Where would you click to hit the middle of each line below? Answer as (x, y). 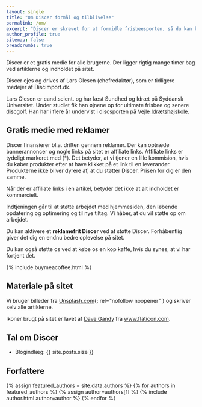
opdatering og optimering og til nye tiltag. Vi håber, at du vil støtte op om (96, 213)
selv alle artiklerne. (30, 307)
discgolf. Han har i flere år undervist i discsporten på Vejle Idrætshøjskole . (98, 111)
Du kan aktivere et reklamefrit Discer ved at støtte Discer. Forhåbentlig (94, 231)
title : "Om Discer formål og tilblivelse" (60, 17)
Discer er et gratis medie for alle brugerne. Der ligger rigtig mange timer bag (101, 62)
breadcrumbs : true (29, 46)
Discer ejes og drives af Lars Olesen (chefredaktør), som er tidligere (90, 80)
